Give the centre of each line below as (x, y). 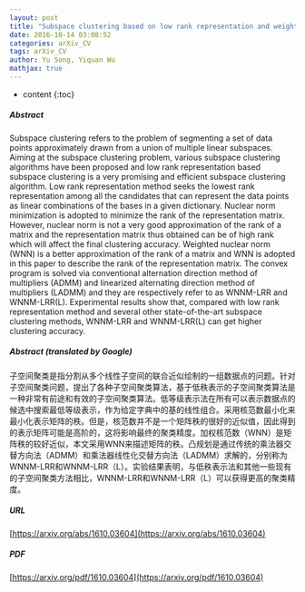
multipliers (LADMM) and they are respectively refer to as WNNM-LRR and (148, 292)
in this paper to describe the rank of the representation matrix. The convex (149, 263)
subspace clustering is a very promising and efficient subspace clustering (148, 176)
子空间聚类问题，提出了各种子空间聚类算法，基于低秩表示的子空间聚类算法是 (152, 387)
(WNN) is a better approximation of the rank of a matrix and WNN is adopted (152, 253)
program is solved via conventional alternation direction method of (134, 272)
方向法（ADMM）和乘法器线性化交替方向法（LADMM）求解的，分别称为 (152, 455)
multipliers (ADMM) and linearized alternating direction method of (133, 282)
